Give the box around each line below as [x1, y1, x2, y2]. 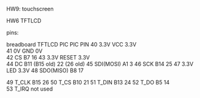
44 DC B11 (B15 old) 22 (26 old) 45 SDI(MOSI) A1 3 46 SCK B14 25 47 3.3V [6, 61, 194, 67]
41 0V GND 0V [6, 47, 43, 55]
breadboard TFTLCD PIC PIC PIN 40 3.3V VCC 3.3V [6, 41, 136, 48]
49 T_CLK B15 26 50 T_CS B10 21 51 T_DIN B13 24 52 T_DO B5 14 [6, 79, 170, 86]
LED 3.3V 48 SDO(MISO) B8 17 [6, 67, 84, 74]
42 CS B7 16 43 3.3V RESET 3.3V [6, 54, 90, 61]
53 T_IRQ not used [6, 85, 53, 92]
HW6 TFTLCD [6, 17, 42, 24]
